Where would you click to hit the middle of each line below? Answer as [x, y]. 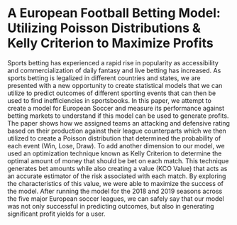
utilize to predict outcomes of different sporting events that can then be [112, 93]
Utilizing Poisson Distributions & [104, 28]
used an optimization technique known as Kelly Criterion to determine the [115, 153]
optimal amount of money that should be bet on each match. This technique [118, 160]
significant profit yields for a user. [56, 214]
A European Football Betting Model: [114, 13]
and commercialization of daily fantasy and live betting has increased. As [114, 70]
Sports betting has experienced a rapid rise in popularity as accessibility [113, 62]
